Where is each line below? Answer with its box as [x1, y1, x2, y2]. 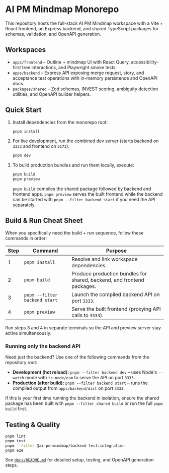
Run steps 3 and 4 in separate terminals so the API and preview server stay [5, 324, 161, 331]
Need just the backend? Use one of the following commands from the [5, 354, 149, 360]
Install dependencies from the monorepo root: [12, 119, 108, 125]
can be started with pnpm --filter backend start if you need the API [12, 197, 156, 203]
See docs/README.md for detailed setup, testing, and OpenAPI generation [5, 457, 154, 463]
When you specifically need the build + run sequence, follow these [5, 229, 144, 235]
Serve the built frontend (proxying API [71, 305, 161, 312]
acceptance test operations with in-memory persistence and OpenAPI [12, 75, 157, 81]
